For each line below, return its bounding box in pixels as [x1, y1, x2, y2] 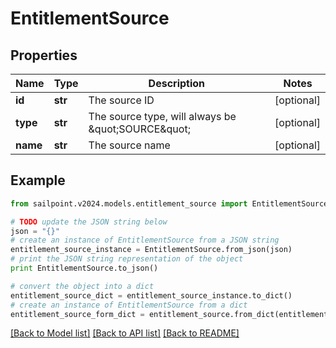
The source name [88, 138, 171, 152]
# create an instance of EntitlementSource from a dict [10, 300, 248, 310]
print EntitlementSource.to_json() [10, 263, 159, 274]
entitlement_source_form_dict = [10, 309, 145, 319]
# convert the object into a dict [10, 281, 155, 291]
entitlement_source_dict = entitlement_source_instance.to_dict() [10, 290, 293, 301]
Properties [10, 47, 78, 64]
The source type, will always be [88, 110, 237, 123]
